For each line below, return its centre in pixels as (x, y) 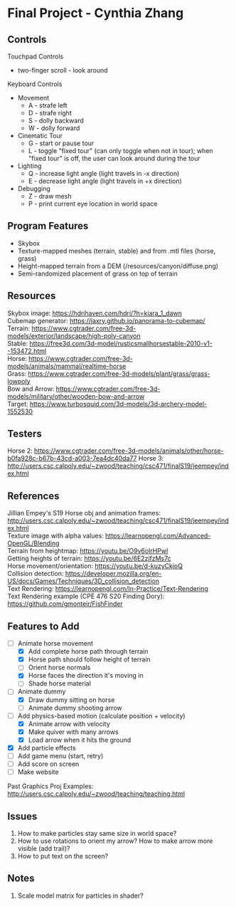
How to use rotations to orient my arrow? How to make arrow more (115, 841)
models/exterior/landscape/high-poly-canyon (74, 335)
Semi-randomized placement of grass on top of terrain (97, 273)
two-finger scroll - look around (63, 70)
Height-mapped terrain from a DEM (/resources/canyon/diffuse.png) (118, 266)
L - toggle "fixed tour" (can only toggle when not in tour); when (120, 151)
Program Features (48, 226)
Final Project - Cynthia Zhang (96, 13)
